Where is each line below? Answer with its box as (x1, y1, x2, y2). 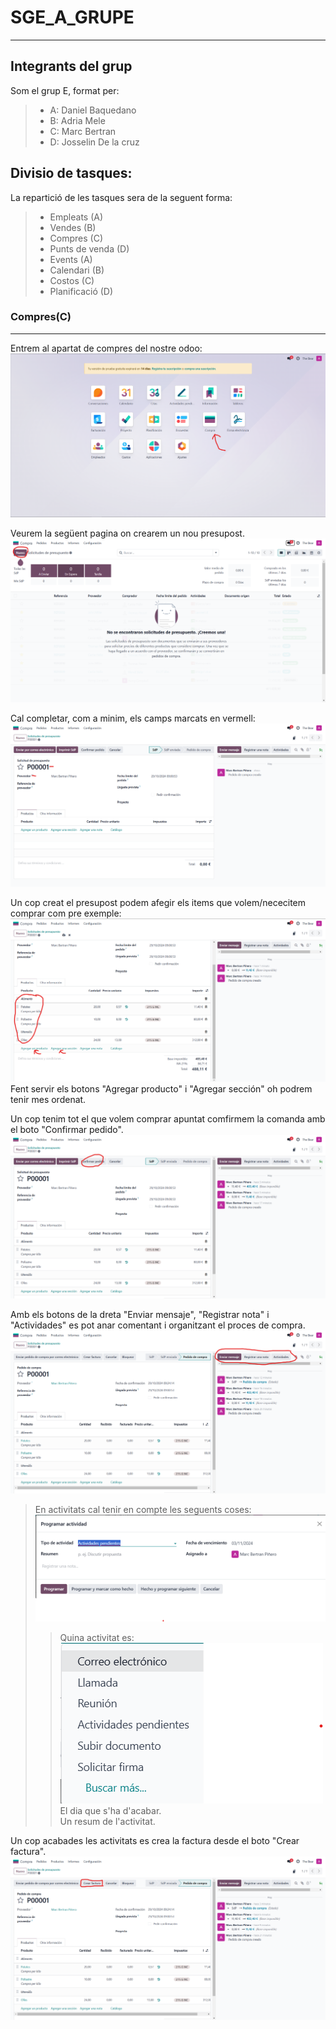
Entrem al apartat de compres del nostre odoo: (10, 342, 203, 354)
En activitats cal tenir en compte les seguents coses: (34, 1504, 252, 1516)
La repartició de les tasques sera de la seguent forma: (10, 191, 233, 203)
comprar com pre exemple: (10, 907, 122, 919)
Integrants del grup (10, 58, 133, 75)
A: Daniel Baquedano (49, 104, 137, 116)
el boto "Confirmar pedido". (10, 1124, 124, 1136)
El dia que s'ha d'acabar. (59, 1804, 162, 1816)
